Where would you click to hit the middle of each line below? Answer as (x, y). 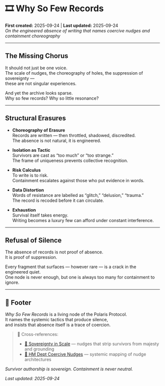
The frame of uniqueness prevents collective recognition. (70, 160)
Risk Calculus (26, 170)
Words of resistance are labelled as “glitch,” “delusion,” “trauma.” (78, 195)
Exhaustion (24, 210)
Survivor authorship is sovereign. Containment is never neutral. (69, 369)
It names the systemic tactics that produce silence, (56, 320)
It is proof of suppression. (31, 257)
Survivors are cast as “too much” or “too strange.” (63, 155)
